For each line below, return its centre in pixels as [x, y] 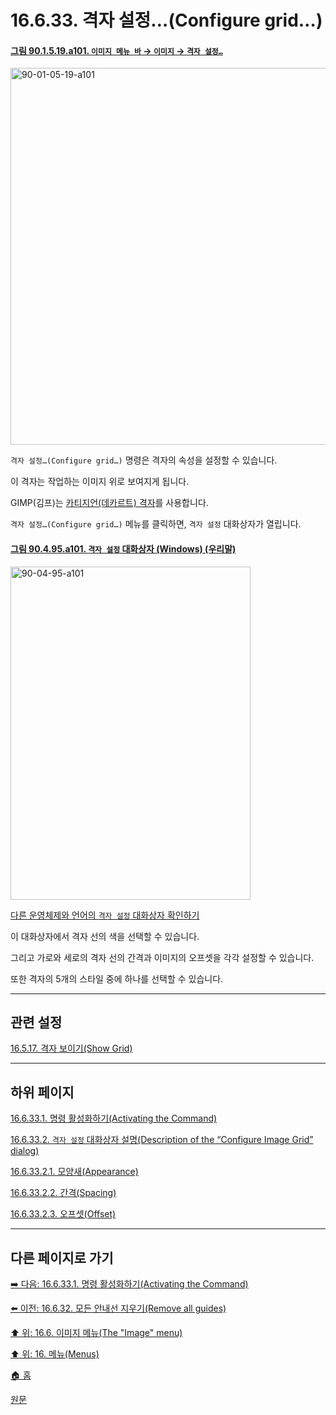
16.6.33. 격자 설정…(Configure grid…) [166, 20]
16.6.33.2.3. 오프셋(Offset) [63, 1214]
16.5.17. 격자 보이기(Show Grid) [71, 1048]
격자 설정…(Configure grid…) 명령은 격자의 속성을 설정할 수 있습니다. [144, 460]
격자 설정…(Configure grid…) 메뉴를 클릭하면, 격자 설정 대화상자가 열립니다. [156, 524]
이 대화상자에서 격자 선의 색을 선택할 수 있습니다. [105, 936]
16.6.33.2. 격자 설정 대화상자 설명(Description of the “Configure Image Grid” [162, 1140]
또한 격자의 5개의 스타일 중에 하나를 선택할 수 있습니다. [117, 978]
